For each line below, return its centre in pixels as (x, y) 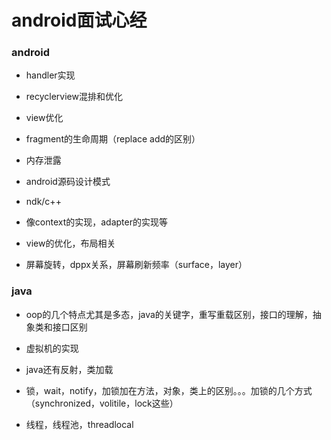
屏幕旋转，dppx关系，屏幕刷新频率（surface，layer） (136, 265)
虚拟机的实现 (52, 348)
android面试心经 (79, 20)
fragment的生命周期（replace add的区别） (113, 139)
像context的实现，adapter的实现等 (96, 222)
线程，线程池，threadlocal (79, 424)
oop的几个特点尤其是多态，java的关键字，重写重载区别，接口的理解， (169, 314)
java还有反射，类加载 (69, 369)
